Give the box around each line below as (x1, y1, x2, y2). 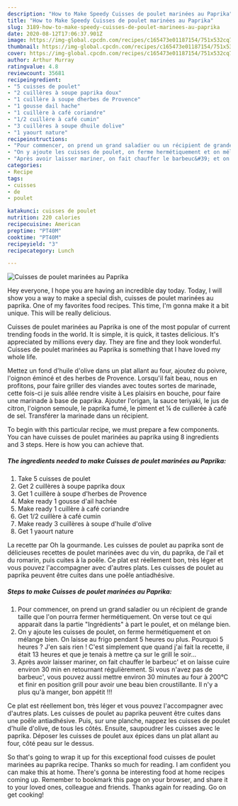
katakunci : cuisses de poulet (7, 208, 97, 215)
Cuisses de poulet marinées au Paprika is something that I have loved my (7, 345, 221, 354)
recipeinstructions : (7, 135, 69, 142)
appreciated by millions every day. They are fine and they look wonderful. (7, 338, 222, 346)
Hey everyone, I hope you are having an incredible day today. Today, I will (7, 286, 222, 295)
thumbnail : (7, 43, 40, 50)
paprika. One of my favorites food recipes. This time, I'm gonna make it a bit (7, 302, 229, 310)
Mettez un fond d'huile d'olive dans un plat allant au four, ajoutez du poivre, (7, 366, 227, 375)
